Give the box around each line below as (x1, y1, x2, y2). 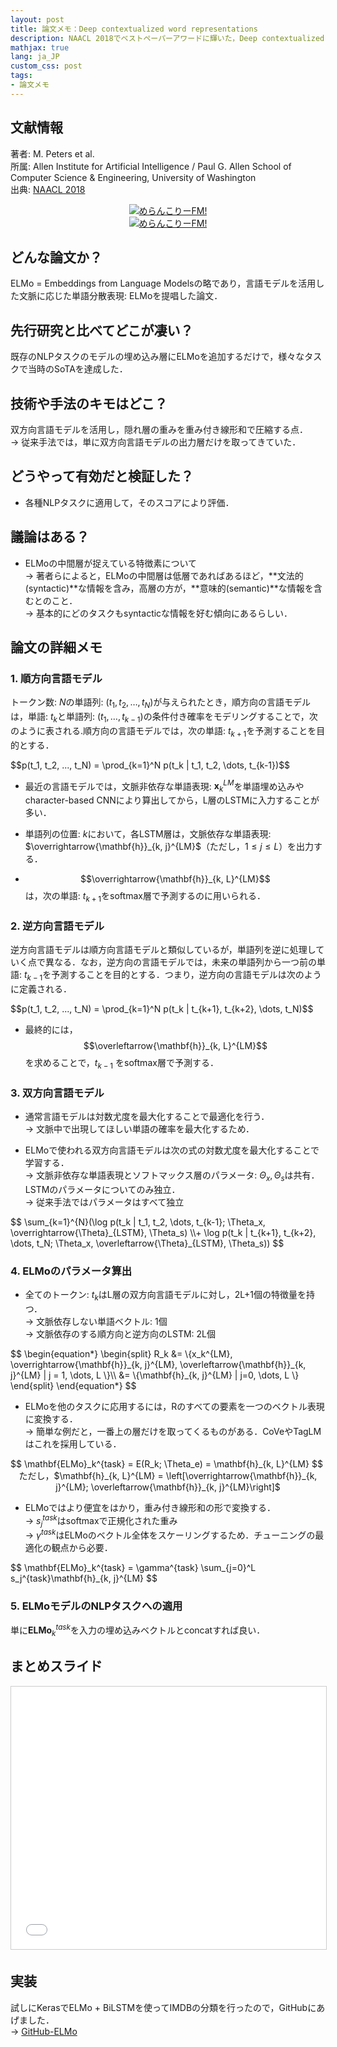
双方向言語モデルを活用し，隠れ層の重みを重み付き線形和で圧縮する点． (10, 424, 308, 435)
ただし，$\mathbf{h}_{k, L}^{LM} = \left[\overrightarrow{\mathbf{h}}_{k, (18, 1470, 318, 1482)
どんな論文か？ (10, 249, 103, 266)
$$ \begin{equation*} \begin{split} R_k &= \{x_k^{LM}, (10, 1348, 233, 1360)
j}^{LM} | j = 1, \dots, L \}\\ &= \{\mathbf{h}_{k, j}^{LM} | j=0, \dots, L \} (10, 1369, 300, 1381)
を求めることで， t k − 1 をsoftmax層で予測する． (24, 1057, 219, 1071)
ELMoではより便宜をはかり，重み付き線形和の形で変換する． (24, 1502, 276, 1514)
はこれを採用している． (24, 1438, 122, 1450)
